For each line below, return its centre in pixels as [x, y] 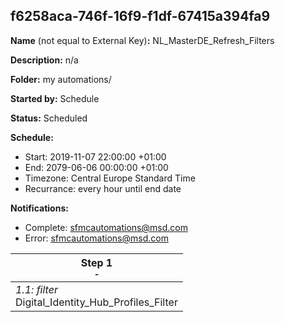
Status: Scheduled [49, 118]
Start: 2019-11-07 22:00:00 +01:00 [95, 156]
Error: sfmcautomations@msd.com [96, 238]
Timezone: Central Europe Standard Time [110, 178]
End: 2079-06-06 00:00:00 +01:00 [96, 167]
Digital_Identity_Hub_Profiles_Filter [96, 302]
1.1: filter [36, 289]
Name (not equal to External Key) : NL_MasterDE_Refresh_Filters [142, 40]
